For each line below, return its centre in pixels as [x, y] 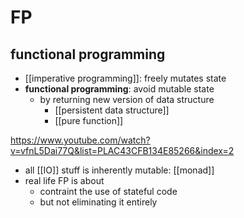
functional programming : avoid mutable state [119, 89]
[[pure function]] [89, 120]
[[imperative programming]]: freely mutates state [125, 78]
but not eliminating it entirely [98, 202]
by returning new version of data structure [127, 99]
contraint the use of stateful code [108, 191]
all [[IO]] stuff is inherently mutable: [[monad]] [119, 170]
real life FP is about [64, 180]
